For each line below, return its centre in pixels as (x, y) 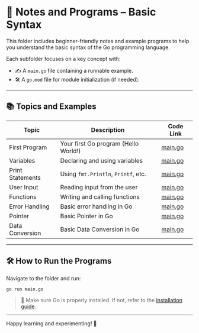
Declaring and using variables (102, 160)
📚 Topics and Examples (51, 107)
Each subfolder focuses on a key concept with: (63, 59)
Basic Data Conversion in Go (100, 229)
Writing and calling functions (100, 196)
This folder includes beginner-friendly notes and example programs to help (98, 41)
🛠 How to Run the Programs (59, 261)
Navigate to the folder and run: (44, 278)
